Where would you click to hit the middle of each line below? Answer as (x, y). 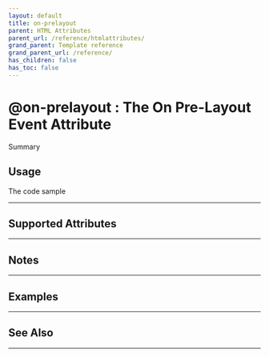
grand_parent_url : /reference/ (60, 53)
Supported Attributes (63, 224)
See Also (31, 333)
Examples (33, 297)
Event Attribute (60, 124)
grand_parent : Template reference (66, 46)
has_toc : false (34, 68)
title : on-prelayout (43, 23)
